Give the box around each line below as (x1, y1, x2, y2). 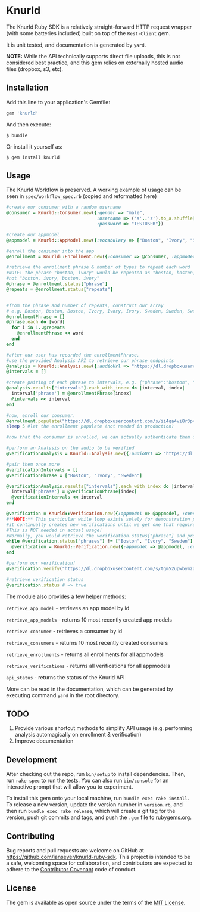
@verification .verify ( (6, 565, 62, 571)
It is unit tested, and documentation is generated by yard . (6, 41, 146, 48)
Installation (6, 83, 49, 93)
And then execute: (6, 120, 51, 128)
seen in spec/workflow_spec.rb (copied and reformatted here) (6, 193, 157, 200)
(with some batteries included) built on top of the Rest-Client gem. (6, 29, 171, 36)
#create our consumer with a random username (6, 204, 121, 211)
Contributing (6, 831, 55, 841)
